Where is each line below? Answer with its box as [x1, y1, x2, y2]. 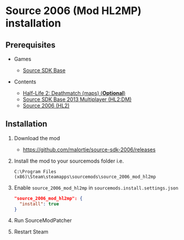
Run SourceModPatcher [13, 217, 72, 224]
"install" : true [19, 201, 59, 207]
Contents [13, 78, 36, 85]
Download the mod [13, 134, 60, 141]
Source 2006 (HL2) [22, 102, 70, 109]
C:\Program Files [13, 168, 57, 174]
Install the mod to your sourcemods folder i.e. [13, 157, 124, 164]
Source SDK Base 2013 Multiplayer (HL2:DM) [22, 96, 132, 103]
